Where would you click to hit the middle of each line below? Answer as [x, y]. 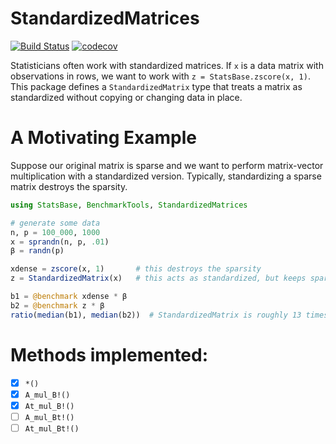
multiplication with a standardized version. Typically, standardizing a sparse [166, 176]
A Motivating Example [103, 138]
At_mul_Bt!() [52, 428]
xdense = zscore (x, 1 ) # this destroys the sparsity [136, 269]
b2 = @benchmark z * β [57, 305]
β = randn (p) [37, 251]
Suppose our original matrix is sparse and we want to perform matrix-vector [167, 165]
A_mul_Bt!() [49, 417]
